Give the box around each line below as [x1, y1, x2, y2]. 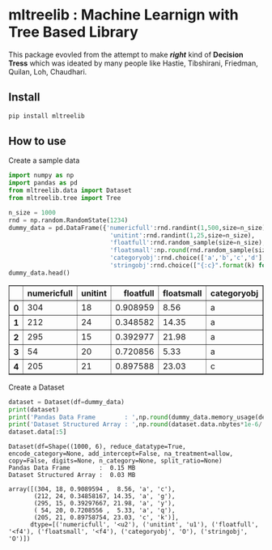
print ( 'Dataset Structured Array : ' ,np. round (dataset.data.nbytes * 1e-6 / [8, 420, 263, 428]
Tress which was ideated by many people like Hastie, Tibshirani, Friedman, [8, 58, 259, 68]
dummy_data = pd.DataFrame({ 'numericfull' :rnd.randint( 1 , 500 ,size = [8, 224, 241, 232]
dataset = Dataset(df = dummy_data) [8, 398, 125, 406]
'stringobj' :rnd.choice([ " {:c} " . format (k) [109, 262, 255, 270]
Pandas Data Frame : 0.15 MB [8, 464, 136, 472]
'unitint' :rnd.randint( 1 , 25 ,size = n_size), [109, 231, 255, 240]
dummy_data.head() [8, 269, 70, 277]
